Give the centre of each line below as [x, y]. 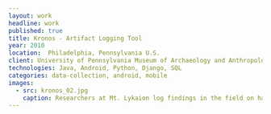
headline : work [34, 23]
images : [21, 83]
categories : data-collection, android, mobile [88, 75]
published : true [35, 31]
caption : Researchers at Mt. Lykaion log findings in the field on [138, 98]
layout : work [30, 16]
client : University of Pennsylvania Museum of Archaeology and [117, 61]
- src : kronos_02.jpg [52, 90]
